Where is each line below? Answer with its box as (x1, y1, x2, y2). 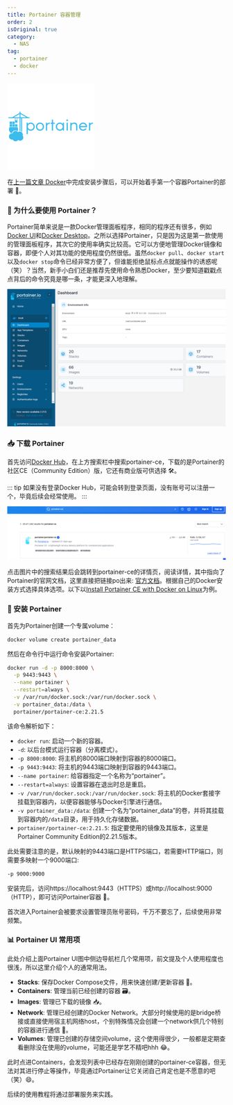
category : (7, 33, 36, 40)
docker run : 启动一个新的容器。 (17, 736, 107, 745)
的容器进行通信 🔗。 (17, 1026, 72, 1034)
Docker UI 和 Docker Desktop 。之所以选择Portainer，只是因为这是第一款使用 (7, 232, 223, 240)
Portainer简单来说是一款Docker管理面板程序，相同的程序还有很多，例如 (7, 223, 212, 231)
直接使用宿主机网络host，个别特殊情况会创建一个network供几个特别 (29, 1017, 224, 1025)
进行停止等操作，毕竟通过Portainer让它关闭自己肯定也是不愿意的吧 (25, 1066, 216, 1074)
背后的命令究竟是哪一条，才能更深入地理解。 (12, 275, 141, 283)
